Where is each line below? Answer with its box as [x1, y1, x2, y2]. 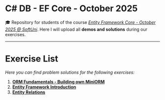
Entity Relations [12, 89, 46, 95]
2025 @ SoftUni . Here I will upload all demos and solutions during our [5, 26, 148, 32]
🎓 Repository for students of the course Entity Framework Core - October [5, 19, 156, 25]
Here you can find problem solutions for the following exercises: [5, 69, 135, 75]
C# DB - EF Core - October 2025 [5, 3, 138, 14]
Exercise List [5, 53, 58, 64]
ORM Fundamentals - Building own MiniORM [12, 79, 105, 84]
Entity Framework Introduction [12, 84, 76, 90]
